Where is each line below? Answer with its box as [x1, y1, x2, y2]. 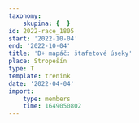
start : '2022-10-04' [8, 34, 79, 43]
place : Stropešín [8, 57, 67, 66]
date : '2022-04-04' [8, 79, 75, 87]
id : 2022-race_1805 [8, 27, 75, 35]
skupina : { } [23, 19, 71, 28]
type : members [23, 95, 71, 103]
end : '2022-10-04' [8, 42, 71, 50]
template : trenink [8, 72, 71, 80]
